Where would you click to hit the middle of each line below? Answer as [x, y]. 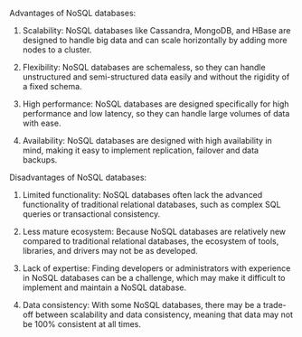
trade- [274, 305]
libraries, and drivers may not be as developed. [110, 251]
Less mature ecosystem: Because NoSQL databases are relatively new [154, 231]
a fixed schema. [52, 86]
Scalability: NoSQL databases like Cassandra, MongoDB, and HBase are [156, 30]
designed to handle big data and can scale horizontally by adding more [155, 40]
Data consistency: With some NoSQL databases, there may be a [142, 305]
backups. [40, 160]
